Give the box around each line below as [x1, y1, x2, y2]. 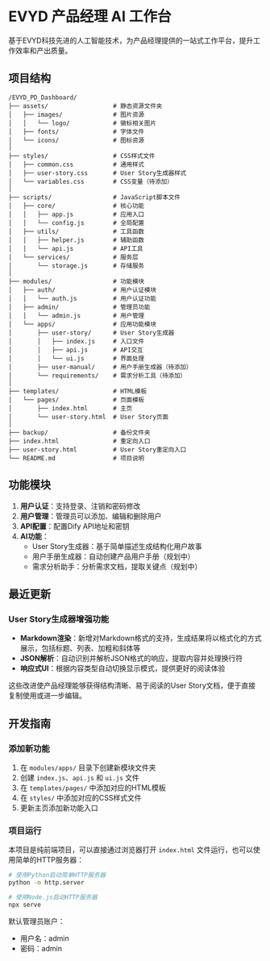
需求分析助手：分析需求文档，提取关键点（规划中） [31, 561, 202, 571]
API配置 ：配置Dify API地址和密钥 [19, 521, 131, 530]
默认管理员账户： [8, 916, 65, 926]
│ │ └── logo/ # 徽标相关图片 [8, 119, 157, 127]
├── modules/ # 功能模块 [8, 277, 145, 285]
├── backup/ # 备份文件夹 [8, 428, 151, 436]
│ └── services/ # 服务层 [8, 253, 139, 261]
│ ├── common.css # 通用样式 [8, 160, 145, 168]
